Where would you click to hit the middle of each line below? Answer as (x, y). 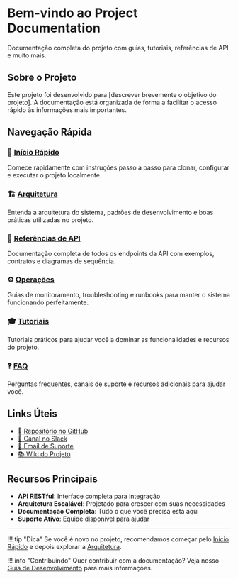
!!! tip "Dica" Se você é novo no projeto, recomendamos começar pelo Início (118, 539)
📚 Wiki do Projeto (44, 454)
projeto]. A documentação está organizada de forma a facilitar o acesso (112, 102)
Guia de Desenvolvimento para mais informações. (80, 568)
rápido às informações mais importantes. (67, 110)
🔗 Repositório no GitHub (53, 431)
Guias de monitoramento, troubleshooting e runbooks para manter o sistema (119, 295)
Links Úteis (33, 414)
